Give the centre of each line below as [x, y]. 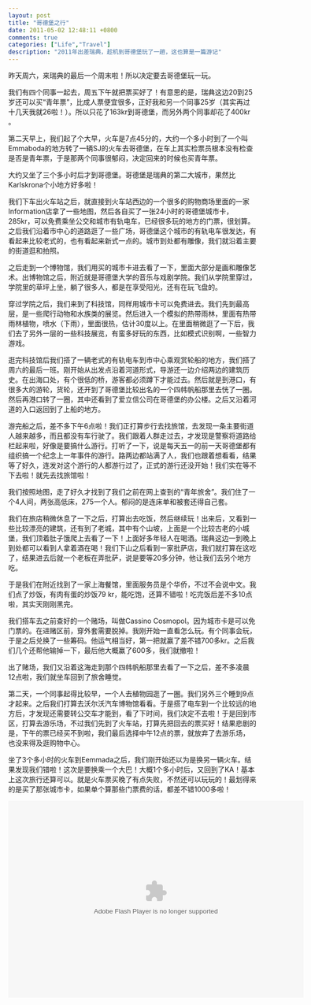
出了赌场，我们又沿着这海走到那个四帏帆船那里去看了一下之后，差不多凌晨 [129, 667]
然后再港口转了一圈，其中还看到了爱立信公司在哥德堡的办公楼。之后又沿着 [129, 399]
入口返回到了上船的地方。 [63, 409]
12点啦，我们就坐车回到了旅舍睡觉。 [67, 677]
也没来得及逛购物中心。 [46, 743]
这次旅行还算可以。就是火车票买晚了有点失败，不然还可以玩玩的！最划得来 [135, 779]
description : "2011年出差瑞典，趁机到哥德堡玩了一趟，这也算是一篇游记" [115, 52]
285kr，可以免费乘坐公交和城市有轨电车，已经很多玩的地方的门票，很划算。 [131, 221]
